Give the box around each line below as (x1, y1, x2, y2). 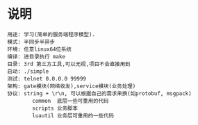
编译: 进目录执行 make (7, 53, 66, 60)
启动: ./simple (7, 67, 49, 75)
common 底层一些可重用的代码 (32, 97, 109, 104)
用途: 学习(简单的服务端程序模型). (7, 31, 96, 38)
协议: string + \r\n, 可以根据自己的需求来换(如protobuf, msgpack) (7, 90, 192, 97)
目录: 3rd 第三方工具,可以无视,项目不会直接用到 (7, 60, 131, 67)
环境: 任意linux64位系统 (7, 46, 72, 53)
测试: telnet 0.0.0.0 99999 (7, 75, 87, 82)
